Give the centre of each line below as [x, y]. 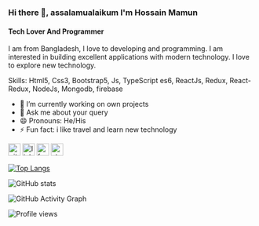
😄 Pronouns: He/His [53, 121]
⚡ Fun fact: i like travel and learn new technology [98, 129]
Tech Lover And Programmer [56, 31]
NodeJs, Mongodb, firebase [78, 89]
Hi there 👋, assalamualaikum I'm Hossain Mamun [103, 13]
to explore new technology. [52, 65]
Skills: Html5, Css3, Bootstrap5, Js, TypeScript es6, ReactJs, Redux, [118, 81]
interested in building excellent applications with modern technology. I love [129, 57]
